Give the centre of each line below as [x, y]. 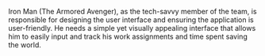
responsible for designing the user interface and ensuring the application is [131, 20]
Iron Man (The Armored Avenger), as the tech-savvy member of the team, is [132, 11]
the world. [25, 45]
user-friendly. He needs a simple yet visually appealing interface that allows [132, 28]
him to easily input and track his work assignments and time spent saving [128, 36]
